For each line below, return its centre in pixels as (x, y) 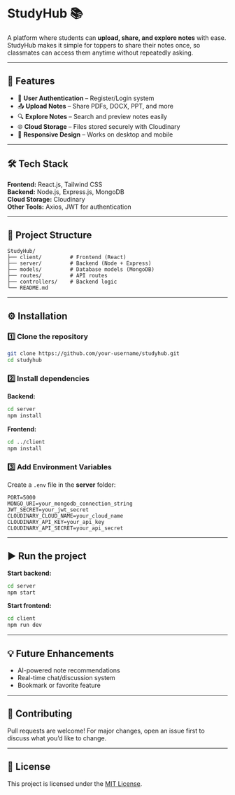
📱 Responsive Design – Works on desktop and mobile (95, 134)
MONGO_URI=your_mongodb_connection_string (70, 504)
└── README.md (28, 288)
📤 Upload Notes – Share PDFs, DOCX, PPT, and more (95, 106)
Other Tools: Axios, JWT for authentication (69, 207)
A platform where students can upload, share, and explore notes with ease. (117, 37)
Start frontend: (29, 606)
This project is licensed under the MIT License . (75, 783)
